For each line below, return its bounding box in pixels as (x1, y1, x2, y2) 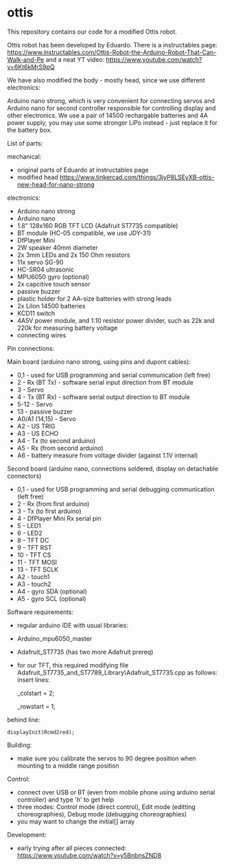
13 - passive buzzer (16, 407, 73, 415)
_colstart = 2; (16, 689, 55, 697)
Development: (7, 830, 47, 839)
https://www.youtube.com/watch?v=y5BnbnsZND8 (16, 851, 162, 859)
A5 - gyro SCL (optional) (16, 594, 86, 602)
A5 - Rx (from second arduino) (16, 444, 104, 452)
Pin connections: (7, 344, 55, 352)
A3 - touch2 (16, 580, 51, 588)
